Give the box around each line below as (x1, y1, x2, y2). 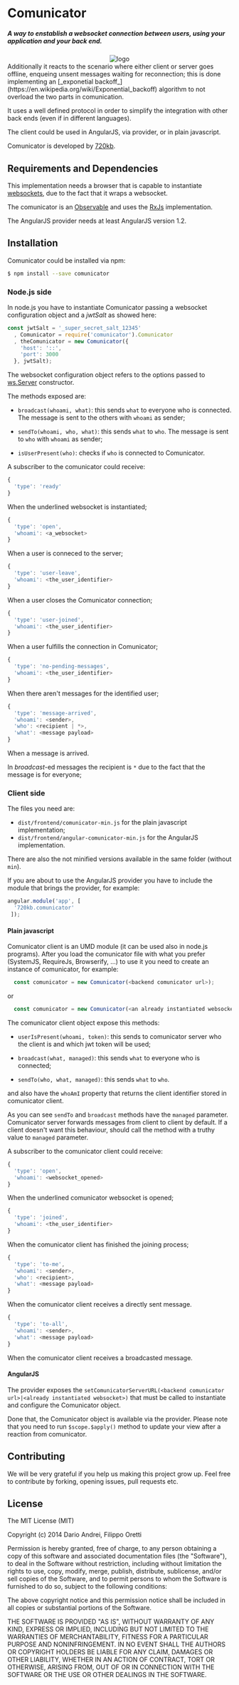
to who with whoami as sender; (17, 435, 103, 443)
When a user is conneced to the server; (7, 549, 123, 558)
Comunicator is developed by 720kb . (7, 141, 116, 151)
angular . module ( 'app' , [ (7, 897, 81, 905)
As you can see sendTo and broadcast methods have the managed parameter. (7, 1110, 229, 1119)
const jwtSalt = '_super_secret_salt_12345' (7, 324, 142, 331)
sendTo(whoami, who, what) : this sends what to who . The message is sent (17, 427, 229, 436)
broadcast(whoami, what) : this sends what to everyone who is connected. (17, 406, 232, 415)
